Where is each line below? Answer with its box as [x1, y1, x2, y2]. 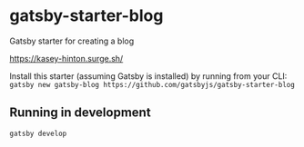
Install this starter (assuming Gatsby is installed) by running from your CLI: [9, 70, 288, 82]
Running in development [9, 105, 152, 121]
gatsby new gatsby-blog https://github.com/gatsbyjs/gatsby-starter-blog [9, 80, 296, 89]
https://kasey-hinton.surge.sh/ [9, 53, 124, 64]
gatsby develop [9, 129, 67, 138]
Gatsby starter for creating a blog [9, 35, 135, 46]
